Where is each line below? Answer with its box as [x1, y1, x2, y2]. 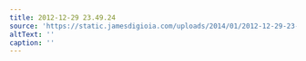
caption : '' [9, 38, 55, 48]
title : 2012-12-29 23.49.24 [9, 13, 117, 22]
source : [9, 22, 39, 30]
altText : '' [9, 30, 55, 39]
